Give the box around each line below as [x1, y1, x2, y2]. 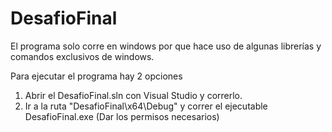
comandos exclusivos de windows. [10, 50, 155, 62]
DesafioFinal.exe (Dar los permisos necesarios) [24, 110, 220, 122]
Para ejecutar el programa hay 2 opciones [10, 70, 183, 82]
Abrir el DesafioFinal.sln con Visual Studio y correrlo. [24, 89, 243, 101]
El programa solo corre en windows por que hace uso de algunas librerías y [10, 40, 322, 52]
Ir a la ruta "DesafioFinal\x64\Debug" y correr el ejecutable [24, 100, 268, 112]
